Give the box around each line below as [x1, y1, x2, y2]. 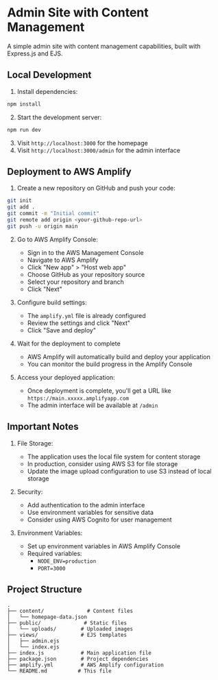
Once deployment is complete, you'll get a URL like [27, 386, 171, 395]
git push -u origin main [7, 223, 78, 230]
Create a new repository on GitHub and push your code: [16, 184, 176, 193]
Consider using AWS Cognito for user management [27, 515, 172, 524]
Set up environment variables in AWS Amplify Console [27, 542, 180, 550]
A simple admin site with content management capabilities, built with [7, 42, 201, 50]
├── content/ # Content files [7, 608, 134, 615]
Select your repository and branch [27, 278, 125, 286]
